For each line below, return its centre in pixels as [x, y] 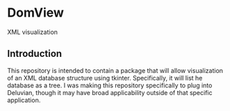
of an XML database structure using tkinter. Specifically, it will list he [105, 78]
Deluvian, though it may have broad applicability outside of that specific [110, 92]
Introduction [35, 54]
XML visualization [32, 32]
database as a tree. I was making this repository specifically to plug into [110, 85]
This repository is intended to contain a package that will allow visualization [115, 70]
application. [24, 100]
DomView [36, 13]
